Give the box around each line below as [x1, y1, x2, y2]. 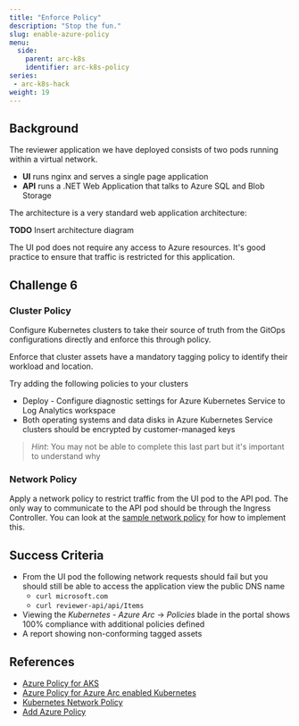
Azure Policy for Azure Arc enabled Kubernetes [21, 687, 196, 697]
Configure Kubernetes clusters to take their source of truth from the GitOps [9, 325, 286, 335]
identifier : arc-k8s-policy [25, 63, 129, 72]
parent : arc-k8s [25, 54, 87, 63]
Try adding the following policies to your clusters [9, 379, 189, 388]
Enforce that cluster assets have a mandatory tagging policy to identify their [9, 352, 288, 362]
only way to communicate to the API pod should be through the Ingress [9, 503, 271, 513]
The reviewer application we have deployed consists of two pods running [9, 145, 279, 155]
